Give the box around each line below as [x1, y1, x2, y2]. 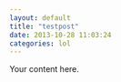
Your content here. [9, 64, 80, 75]
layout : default [9, 13, 71, 23]
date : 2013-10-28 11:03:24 [9, 30, 112, 39]
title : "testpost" [9, 22, 79, 31]
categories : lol [9, 38, 71, 48]
